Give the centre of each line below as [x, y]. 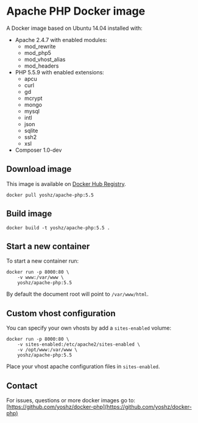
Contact [22, 386]
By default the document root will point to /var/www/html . [78, 294]
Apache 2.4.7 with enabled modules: [61, 40]
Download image [39, 169]
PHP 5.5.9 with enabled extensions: [60, 72]
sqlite [31, 130]
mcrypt [33, 98]
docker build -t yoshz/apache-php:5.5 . [58, 228]
